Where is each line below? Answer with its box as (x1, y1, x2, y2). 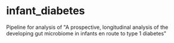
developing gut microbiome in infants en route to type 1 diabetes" (6, 29, 167, 37)
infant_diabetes (6, 4, 85, 18)
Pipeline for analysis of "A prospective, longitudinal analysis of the (6, 24, 169, 31)
